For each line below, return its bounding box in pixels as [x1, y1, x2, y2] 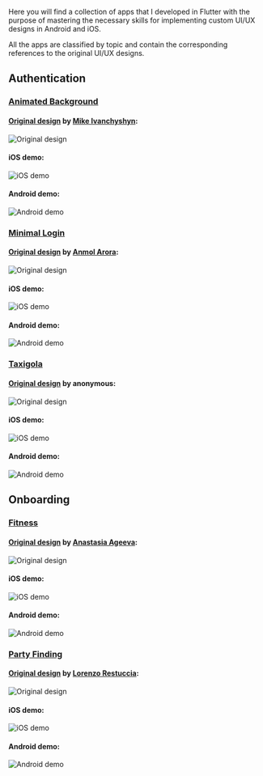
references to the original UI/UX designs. [8, 49, 145, 57]
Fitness [8, 517, 39, 528]
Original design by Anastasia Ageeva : [8, 537, 138, 547]
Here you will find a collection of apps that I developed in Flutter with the [8, 7, 251, 16]
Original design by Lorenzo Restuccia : [8, 668, 139, 678]
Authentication [8, 72, 87, 86]
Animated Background [8, 96, 99, 108]
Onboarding [8, 493, 70, 507]
